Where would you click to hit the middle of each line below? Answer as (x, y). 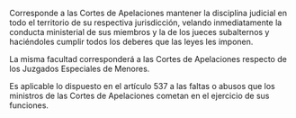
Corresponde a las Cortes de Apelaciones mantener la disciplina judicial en (148, 13)
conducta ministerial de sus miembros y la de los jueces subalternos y (139, 32)
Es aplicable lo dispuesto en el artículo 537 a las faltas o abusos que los (143, 86)
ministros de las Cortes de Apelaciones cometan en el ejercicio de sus (139, 95)
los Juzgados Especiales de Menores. (80, 68)
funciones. (29, 105)
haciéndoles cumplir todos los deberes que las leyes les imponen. (131, 41)
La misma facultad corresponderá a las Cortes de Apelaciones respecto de (148, 59)
